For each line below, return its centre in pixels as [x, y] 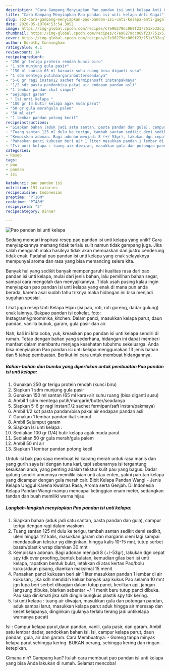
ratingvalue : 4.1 [24, 47]
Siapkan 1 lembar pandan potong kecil [52, 449]
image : [13, 29]
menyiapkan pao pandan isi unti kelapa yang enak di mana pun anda [77, 287]
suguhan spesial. [23, 298]
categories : [18, 151]
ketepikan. [16, 648]
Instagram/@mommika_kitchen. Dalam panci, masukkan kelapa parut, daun [84, 318]
